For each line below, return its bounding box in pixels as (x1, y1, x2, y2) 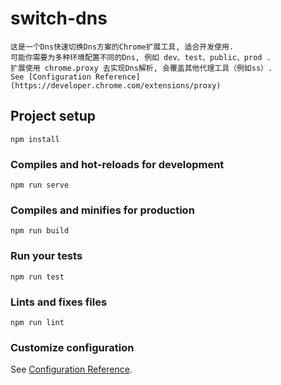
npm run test (10, 272, 65, 282)
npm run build (10, 226, 70, 236)
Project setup (10, 108, 97, 125)
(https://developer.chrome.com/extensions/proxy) (10, 80, 222, 91)
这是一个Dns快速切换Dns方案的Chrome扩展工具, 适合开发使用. (10, 42, 235, 52)
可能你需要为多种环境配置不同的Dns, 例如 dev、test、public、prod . (10, 52, 272, 62)
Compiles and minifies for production (10, 203, 195, 217)
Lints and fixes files (10, 295, 108, 309)
